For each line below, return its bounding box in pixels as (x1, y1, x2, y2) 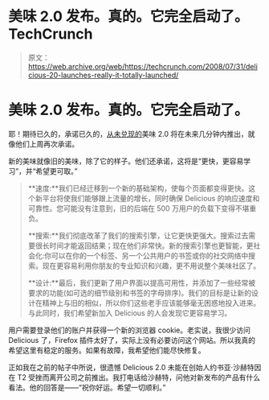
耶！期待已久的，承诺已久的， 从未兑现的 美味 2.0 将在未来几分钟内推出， (8, 129, 248, 138)
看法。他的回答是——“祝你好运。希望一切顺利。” (8, 382, 166, 392)
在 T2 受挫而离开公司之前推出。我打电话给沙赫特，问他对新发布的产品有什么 (8, 372, 261, 382)
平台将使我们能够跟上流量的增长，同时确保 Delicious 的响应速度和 (42, 193, 260, 203)
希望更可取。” (35, 166, 78, 175)
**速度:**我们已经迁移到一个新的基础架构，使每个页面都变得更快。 (27, 183, 249, 193)
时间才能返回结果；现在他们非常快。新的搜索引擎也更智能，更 (49, 241, 254, 250)
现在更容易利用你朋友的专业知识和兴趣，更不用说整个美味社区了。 (42, 261, 261, 270)
